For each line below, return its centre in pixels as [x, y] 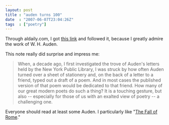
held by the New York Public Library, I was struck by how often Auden [91, 69]
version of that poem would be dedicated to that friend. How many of [90, 86]
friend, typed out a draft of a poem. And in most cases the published [89, 80]
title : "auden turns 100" [34, 15]
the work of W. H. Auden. [31, 44]
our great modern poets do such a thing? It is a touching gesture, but [90, 91]
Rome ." [13, 117]
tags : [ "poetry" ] [26, 24]
